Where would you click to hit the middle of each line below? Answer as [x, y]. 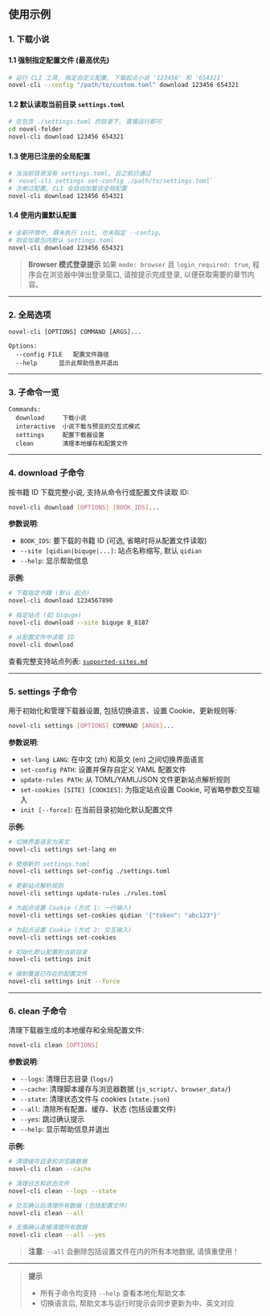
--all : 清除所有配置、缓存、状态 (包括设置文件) [98, 1109]
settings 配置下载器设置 [60, 435]
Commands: [25, 410]
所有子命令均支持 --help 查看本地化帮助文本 [113, 1293]
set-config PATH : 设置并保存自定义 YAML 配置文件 [103, 769]
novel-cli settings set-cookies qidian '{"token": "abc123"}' [115, 915]
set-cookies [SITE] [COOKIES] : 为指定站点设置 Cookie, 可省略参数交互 [136, 789]
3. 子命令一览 [34, 392]
